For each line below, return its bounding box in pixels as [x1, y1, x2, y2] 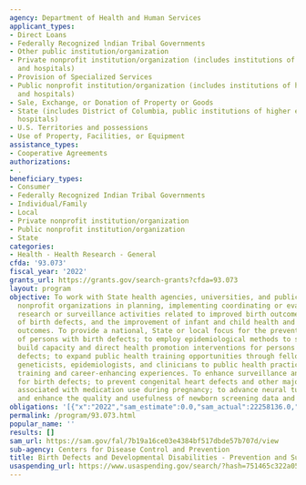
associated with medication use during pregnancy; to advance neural [17, 386, 287, 395]
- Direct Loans [9, 30, 67, 39]
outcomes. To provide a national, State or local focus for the [17, 327, 267, 336]
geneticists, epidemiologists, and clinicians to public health [17, 360, 267, 369]
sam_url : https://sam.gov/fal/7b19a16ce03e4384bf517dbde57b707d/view [9, 436, 280, 446]
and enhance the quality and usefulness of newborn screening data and [17, 394, 296, 403]
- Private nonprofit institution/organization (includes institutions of [9, 56, 296, 65]
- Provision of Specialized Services [9, 73, 153, 82]
